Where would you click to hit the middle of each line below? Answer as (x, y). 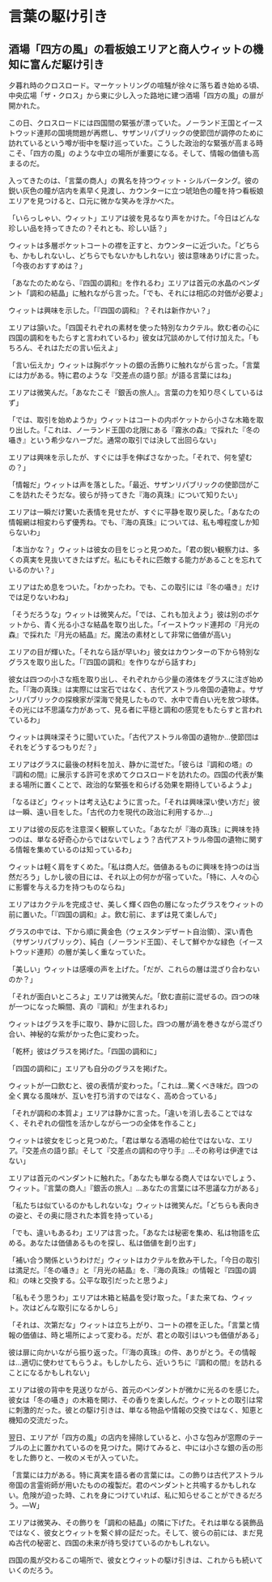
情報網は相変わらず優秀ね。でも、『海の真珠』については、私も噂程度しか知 (134, 522)
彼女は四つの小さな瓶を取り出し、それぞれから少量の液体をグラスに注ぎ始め (136, 679)
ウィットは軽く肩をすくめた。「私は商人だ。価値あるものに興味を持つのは (131, 867)
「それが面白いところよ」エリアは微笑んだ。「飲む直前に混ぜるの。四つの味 (134, 997)
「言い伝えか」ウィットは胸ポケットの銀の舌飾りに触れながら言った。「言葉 (134, 365)
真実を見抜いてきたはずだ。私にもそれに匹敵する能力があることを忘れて (142, 559)
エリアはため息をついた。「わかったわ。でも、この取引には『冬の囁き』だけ (134, 587)
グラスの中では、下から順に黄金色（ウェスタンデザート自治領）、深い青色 (131, 932)
